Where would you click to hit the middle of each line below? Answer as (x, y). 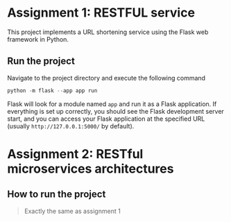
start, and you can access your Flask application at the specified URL (106, 119)
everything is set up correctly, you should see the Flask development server (115, 111)
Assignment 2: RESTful (75, 154)
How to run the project (57, 195)
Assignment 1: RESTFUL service (101, 13)
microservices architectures (91, 169)
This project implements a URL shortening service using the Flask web (108, 32)
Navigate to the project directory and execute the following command (106, 78)
